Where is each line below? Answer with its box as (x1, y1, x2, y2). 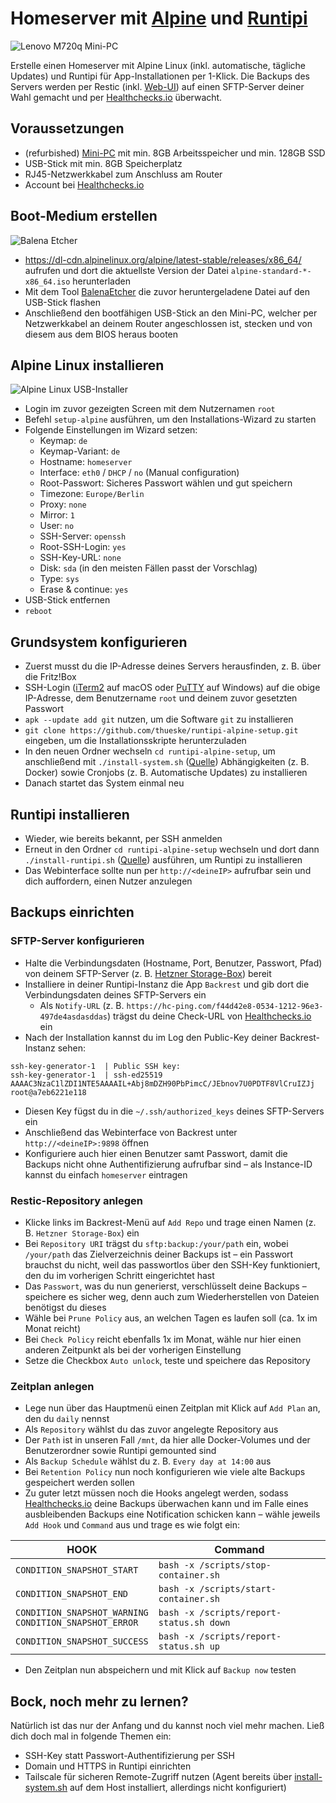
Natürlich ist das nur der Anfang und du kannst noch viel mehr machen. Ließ (10, 1720, 325, 1732)
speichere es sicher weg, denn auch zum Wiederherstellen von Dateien (24, 1290, 320, 1302)
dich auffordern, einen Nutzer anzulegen (24, 875, 193, 887)
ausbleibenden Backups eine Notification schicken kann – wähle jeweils (24, 1508, 321, 1521)
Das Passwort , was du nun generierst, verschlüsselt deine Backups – (24, 1280, 307, 1292)
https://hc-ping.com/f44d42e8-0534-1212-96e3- (126, 1001, 324, 1011)
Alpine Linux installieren (10, 357, 165, 374)
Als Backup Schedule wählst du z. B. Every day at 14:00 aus (24, 1455, 272, 1467)
